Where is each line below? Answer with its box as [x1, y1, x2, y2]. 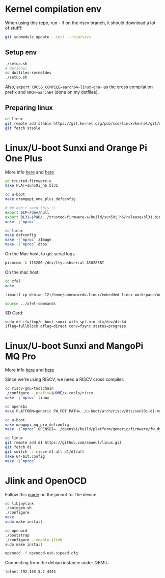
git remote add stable [5, 121, 52, 126]
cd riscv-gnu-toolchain [5, 386, 54, 391]
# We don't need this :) [5, 205, 56, 210]
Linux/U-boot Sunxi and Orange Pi [5, 142, 147, 153]
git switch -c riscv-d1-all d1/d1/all [5, 449, 84, 454]
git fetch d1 [5, 445, 32, 450]
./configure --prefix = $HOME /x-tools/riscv [5, 391, 93, 396]
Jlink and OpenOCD [5, 475, 87, 486]
